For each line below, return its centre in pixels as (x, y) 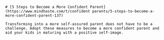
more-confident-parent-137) (34, 16)
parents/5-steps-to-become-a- (123, 11)
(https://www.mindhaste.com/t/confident (48, 11)
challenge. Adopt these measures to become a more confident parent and (82, 28)
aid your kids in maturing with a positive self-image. (64, 33)
